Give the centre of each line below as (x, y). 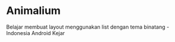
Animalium (33, 11)
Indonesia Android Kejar (36, 33)
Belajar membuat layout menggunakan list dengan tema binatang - (88, 27)
